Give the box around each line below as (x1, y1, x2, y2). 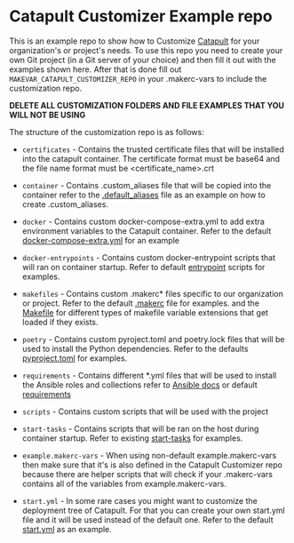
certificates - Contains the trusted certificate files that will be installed (21, 144, 284, 155)
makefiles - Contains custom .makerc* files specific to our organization (21, 288, 284, 299)
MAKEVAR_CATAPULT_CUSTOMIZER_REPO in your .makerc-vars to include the (9, 73, 267, 84)
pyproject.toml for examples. (21, 353, 128, 363)
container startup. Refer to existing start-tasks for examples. (21, 433, 243, 443)
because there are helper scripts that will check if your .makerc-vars (21, 468, 274, 479)
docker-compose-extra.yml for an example (21, 235, 180, 245)
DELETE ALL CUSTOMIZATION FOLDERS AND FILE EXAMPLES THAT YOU (9, 100, 284, 110)
